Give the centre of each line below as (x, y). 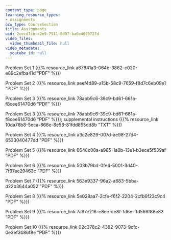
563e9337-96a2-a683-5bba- (107, 181)
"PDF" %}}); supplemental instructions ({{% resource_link (98, 119)
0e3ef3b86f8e (21, 232)
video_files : (19, 39)
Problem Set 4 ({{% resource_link (41, 134)
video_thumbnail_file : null (40, 44)
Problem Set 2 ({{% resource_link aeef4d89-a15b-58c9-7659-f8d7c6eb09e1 (86, 83)
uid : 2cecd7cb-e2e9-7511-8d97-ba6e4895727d (52, 34)
